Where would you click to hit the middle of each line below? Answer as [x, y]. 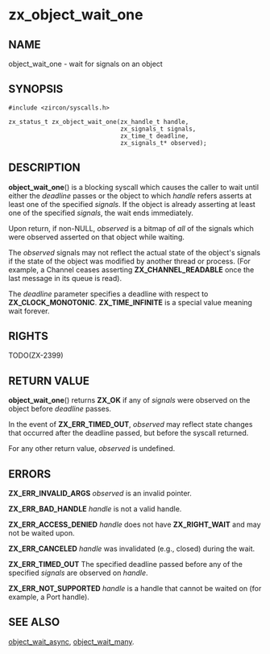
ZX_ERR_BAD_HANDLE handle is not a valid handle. [95, 509]
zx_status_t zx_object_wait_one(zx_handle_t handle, [99, 122]
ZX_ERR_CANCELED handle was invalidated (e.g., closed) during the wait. [132, 548]
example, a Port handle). [49, 597]
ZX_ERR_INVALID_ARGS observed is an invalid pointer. [100, 494]
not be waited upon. [42, 533]
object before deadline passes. [60, 409]
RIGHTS [28, 336]
